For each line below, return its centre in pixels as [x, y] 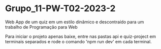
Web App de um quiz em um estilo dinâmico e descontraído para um [75, 22]
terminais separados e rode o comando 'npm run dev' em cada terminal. [78, 41]
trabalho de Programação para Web [41, 27]
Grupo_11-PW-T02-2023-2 [60, 8]
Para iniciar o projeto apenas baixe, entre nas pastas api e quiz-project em [80, 36]
